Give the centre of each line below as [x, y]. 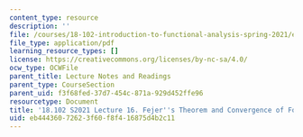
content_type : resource [54, 18]
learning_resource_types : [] [64, 51]
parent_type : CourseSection [62, 85]
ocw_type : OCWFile [44, 68]
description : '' [40, 26]
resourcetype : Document [54, 101]
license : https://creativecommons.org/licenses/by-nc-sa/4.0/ [129, 59]
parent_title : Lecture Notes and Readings [90, 77]
